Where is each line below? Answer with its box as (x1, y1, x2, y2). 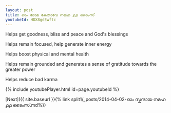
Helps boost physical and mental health (5, 51, 89, 57)
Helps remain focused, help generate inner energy (5, 41, 112, 47)
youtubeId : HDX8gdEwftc (5, 17, 56, 22)
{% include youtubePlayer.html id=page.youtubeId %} (5, 86, 120, 92)
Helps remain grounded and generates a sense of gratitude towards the (5, 61, 157, 67)
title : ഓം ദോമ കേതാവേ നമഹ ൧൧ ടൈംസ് (5, 12, 95, 17)
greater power (5, 66, 35, 72)
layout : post (5, 7, 33, 13)
